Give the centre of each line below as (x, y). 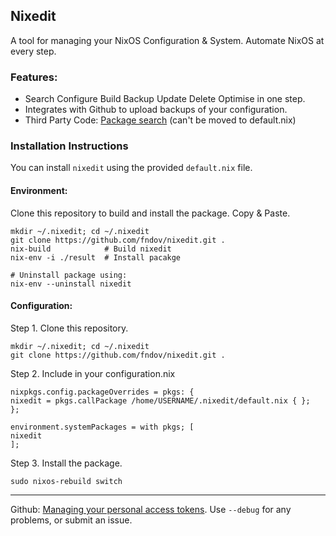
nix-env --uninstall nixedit (71, 284)
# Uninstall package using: (69, 275)
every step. (33, 51)
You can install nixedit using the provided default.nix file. (131, 168)
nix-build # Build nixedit (91, 249)
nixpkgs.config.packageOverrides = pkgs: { (102, 392)
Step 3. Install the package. (66, 463)
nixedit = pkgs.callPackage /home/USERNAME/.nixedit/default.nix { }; (160, 400)
